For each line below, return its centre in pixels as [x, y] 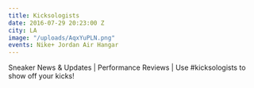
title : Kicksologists [44, 15]
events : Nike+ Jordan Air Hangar [63, 45]
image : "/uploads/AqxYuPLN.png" [62, 38]
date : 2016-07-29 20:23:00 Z [56, 23]
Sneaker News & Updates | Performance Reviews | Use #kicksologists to [127, 67]
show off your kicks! [41, 76]
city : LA [23, 30]
